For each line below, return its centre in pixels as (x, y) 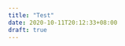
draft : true (28, 30)
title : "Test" (31, 15)
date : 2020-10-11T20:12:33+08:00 (63, 23)
